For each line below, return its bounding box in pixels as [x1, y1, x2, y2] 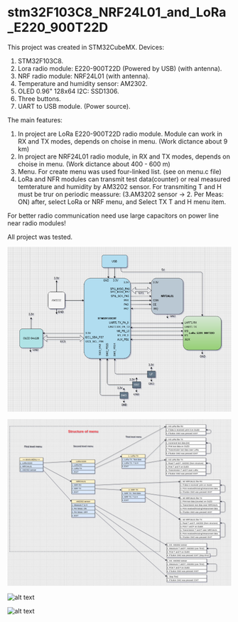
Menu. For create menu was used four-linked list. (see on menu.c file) [17, 167, 222, 176]
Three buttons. [17, 94, 62, 103]
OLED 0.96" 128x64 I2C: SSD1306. [17, 87, 119, 95]
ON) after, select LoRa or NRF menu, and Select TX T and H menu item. [17, 197, 227, 206]
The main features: [7, 115, 63, 124]
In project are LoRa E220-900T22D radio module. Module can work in [17, 129, 222, 138]
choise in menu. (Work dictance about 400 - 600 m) [17, 159, 171, 168]
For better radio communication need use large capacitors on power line [7, 211, 219, 220]
